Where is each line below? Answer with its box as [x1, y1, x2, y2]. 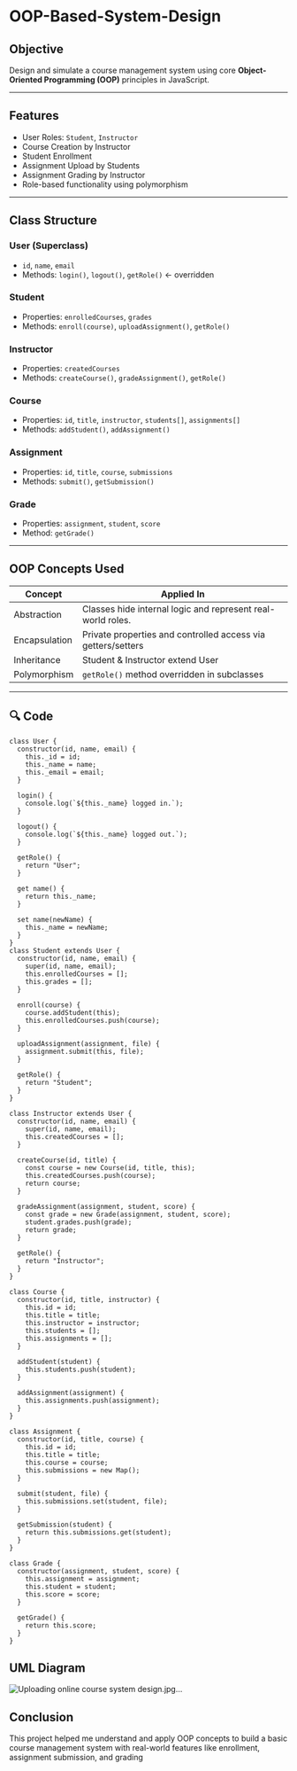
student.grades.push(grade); [25, 1217, 133, 1227]
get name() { [17, 884, 65, 893]
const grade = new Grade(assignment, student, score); [25, 1210, 232, 1219]
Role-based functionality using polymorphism [21, 179, 188, 190]
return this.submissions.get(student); [25, 1527, 172, 1537]
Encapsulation [13, 634, 73, 646]
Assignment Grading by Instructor [21, 169, 146, 180]
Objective [9, 42, 65, 57]
